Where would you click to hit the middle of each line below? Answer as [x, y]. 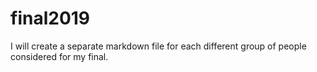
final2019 [50, 18]
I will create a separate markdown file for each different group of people [158, 46]
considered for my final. [59, 56]
